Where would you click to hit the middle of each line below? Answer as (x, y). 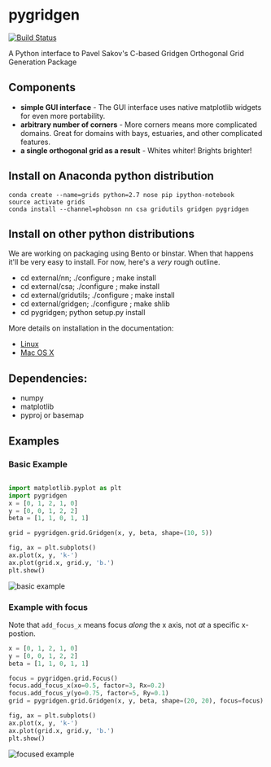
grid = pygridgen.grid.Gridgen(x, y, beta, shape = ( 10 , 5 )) (111, 533)
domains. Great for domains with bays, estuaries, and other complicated (141, 133)
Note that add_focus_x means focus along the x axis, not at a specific (124, 625)
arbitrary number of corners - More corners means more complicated (139, 125)
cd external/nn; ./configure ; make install (88, 278)
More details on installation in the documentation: (91, 328)
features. (35, 142)
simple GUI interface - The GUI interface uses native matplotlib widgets (141, 107)
